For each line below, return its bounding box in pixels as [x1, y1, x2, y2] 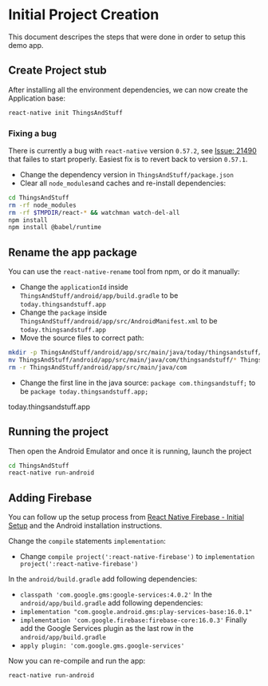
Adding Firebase [8, 491, 93, 505]
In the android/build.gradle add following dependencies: [8, 574, 198, 584]
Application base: [8, 93, 66, 103]
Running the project [8, 425, 109, 438]
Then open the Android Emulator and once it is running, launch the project [8, 446, 252, 456]
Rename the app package [8, 245, 138, 259]
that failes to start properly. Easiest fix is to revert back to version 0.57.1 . [8, 154, 248, 164]
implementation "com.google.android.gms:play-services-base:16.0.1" [19, 609, 253, 617]
